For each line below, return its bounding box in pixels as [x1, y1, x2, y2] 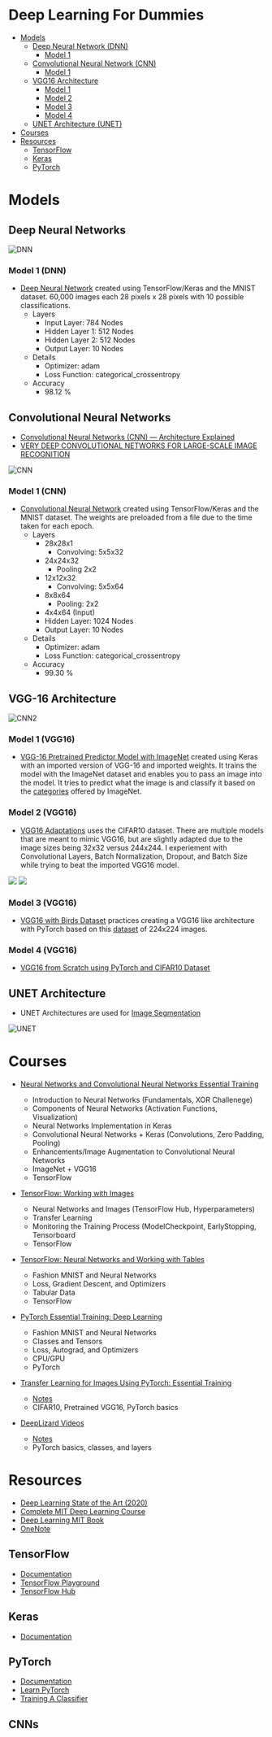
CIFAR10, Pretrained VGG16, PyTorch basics [32, 1403, 179, 1413]
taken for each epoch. [19, 521, 95, 531]
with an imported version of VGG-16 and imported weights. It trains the [19, 760, 257, 770]
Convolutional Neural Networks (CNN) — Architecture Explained [19, 433, 235, 442]
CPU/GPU [32, 1354, 66, 1364]
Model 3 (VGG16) [8, 897, 77, 908]
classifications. [19, 301, 71, 311]
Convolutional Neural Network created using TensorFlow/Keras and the [19, 504, 259, 514]
